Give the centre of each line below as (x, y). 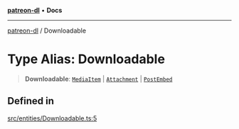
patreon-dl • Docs (35, 10)
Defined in (31, 101)
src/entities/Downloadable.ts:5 (52, 118)
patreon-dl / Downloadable (47, 30)
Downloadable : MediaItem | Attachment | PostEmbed (99, 79)
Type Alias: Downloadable (86, 59)
